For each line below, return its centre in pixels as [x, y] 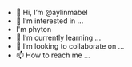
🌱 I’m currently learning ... [58, 37]
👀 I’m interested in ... [50, 21]
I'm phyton [34, 29]
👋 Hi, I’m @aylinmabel [52, 12]
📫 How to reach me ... [53, 55]
